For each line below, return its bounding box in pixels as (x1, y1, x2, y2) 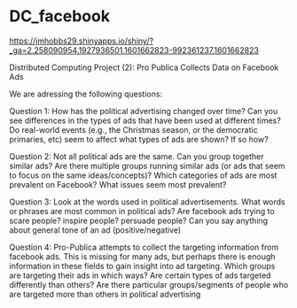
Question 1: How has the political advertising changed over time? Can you (9, 105, 278, 116)
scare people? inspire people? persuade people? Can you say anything (9, 215, 269, 226)
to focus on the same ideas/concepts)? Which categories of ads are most (9, 170, 277, 181)
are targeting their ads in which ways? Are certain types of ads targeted (9, 270, 271, 281)
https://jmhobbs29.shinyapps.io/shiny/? (9, 35, 153, 46)
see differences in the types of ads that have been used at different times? (9, 115, 281, 126)
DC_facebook (9, 6, 111, 27)
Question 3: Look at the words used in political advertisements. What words (9, 196, 285, 207)
